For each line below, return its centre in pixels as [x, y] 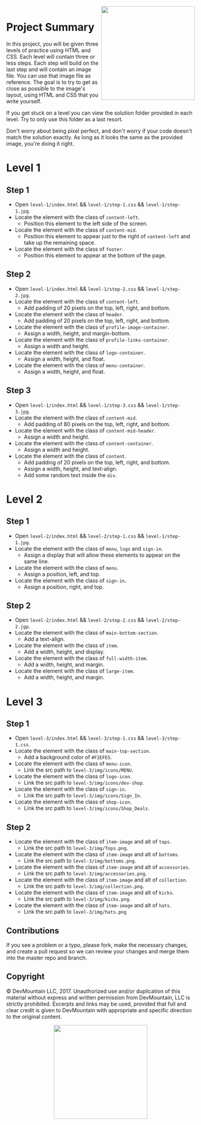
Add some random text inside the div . [70, 475]
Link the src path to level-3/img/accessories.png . [85, 874]
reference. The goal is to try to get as [52, 82]
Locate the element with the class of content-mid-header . [85, 430]
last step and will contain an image [49, 69]
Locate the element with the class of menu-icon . [73, 764]
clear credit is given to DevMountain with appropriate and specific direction [99, 1010]
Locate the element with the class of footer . [69, 249]
